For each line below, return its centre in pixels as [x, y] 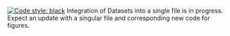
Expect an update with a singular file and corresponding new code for [109, 18]
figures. [19, 25]
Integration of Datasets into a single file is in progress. [145, 11]
